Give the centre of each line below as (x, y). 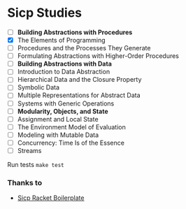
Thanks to (25, 182)
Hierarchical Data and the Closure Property (79, 80)
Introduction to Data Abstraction (64, 72)
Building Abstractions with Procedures (75, 32)
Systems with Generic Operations (66, 103)
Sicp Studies (45, 13)
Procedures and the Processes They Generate (84, 48)
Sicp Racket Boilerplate (51, 198)
